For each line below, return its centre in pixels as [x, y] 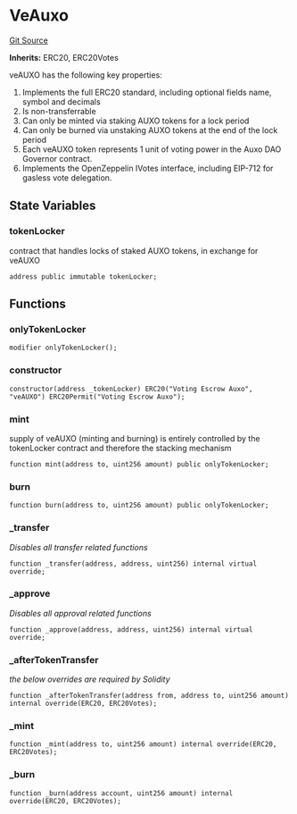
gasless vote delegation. [67, 177]
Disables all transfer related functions [79, 547]
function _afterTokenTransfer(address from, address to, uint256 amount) [149, 696]
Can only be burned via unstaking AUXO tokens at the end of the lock [150, 130]
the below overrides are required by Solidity [90, 679]
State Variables [53, 206]
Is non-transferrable [59, 111]
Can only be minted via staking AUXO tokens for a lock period [136, 121]
